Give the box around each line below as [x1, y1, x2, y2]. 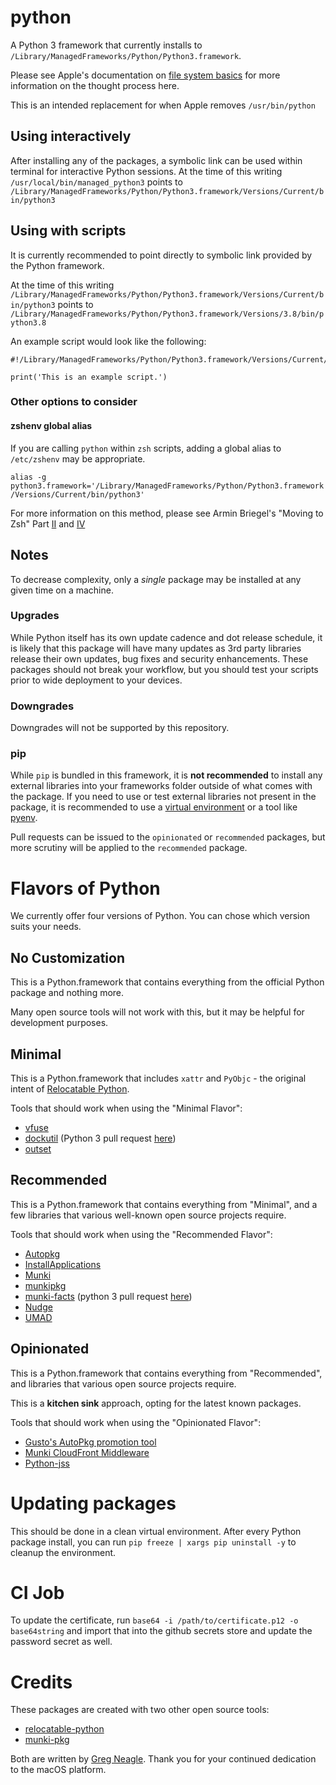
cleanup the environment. [10, 1546, 117, 1558]
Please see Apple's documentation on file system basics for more [10, 69, 281, 81]
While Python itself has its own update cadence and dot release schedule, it [10, 631, 323, 643]
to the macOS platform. [10, 1764, 107, 1776]
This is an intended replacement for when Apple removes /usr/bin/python [10, 99, 316, 111]
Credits [10, 1671, 73, 1693]
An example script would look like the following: [10, 335, 207, 347]
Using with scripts [10, 222, 127, 240]
